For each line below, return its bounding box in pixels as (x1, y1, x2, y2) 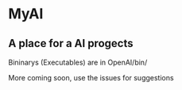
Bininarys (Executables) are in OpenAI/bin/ (8, 57, 148, 67)
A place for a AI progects (8, 37, 134, 50)
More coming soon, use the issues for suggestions (8, 73, 174, 82)
